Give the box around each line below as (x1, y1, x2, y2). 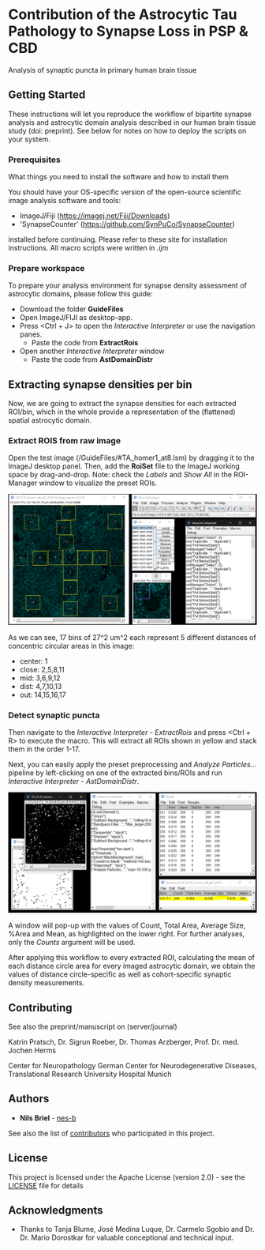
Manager (8, 478, 38, 488)
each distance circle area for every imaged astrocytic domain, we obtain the (8, 962, 256, 971)
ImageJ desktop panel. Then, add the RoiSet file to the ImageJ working (8, 461, 241, 471)
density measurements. (8, 978, 85, 988)
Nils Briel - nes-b (19, 1113, 77, 1123)
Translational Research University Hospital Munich (8, 1069, 172, 1079)
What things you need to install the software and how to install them (8, 172, 229, 182)
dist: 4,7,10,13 (19, 681, 62, 691)
